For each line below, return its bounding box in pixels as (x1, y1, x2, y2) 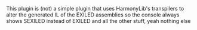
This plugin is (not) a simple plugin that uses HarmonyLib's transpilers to (6, 5, 184, 12)
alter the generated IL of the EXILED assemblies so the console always (6, 11, 180, 18)
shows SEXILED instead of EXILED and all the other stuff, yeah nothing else (6, 18, 191, 24)
